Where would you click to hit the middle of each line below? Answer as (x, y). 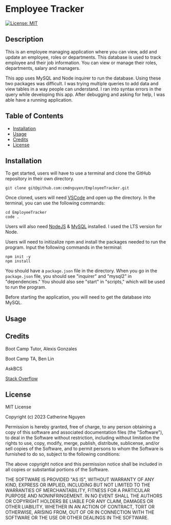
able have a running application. (39, 100)
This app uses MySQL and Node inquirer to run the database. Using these (83, 78)
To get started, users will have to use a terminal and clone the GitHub (78, 173)
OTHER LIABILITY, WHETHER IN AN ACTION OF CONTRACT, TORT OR (80, 507)
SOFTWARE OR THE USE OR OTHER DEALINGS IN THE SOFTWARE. (77, 518)
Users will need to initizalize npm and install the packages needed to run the (86, 242)
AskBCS (14, 368)
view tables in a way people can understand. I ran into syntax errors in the (83, 89)
